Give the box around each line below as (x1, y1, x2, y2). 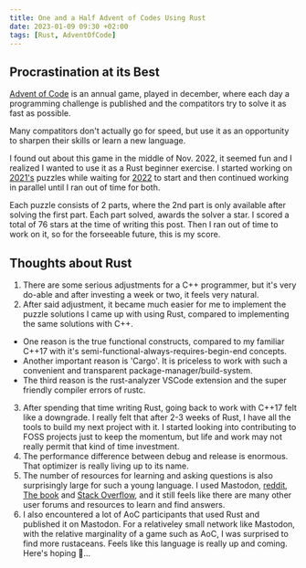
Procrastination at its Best (9, 64, 160, 79)
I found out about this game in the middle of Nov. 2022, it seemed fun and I (9, 153, 292, 164)
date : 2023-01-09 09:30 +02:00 (9, 22, 129, 31)
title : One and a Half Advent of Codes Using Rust (9, 13, 206, 23)
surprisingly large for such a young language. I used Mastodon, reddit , (22, 480, 288, 490)
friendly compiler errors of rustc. (22, 384, 146, 395)
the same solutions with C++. (22, 319, 134, 329)
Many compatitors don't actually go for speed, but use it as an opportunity (9, 125, 290, 137)
